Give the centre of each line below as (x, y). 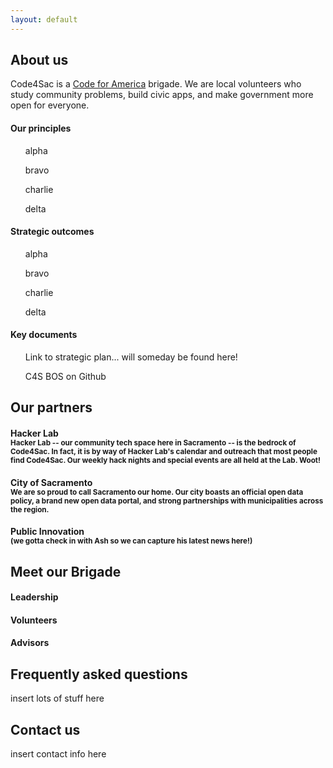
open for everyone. (50, 105)
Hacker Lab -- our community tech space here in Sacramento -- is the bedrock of (153, 443)
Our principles (41, 128)
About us (39, 60)
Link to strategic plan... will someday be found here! (131, 357)
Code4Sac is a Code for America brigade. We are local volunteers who (156, 84)
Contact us (45, 729)
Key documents (44, 335)
